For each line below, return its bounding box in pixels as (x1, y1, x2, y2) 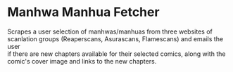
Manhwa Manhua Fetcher (7, 4, 160, 20)
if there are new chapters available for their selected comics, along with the (7, 50, 226, 58)
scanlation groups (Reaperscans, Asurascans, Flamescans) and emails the (7, 34, 224, 43)
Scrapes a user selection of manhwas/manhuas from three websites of (7, 27, 213, 36)
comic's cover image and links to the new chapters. (7, 57, 157, 65)
